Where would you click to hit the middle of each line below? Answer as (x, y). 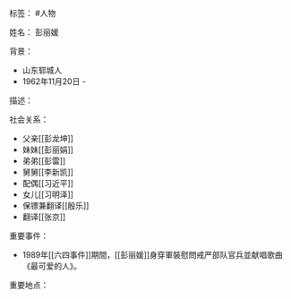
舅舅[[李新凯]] (48, 172)
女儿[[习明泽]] (48, 194)
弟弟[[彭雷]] (44, 161)
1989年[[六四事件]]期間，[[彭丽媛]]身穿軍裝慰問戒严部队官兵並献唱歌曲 (153, 255)
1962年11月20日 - (54, 81)
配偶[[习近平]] (48, 183)
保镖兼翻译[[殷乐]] (56, 205)
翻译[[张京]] (44, 217)
